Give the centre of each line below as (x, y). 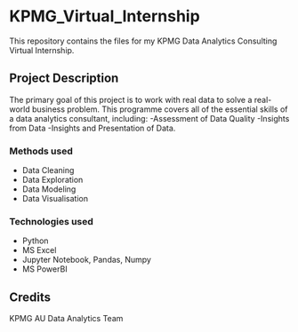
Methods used (41, 151)
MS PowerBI (45, 269)
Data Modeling (49, 189)
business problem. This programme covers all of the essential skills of (160, 109)
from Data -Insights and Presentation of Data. (93, 128)
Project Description (64, 79)
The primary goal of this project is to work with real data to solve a (131, 99)
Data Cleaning (48, 170)
